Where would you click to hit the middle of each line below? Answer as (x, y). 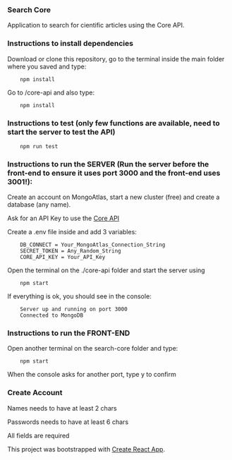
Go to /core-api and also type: (51, 92)
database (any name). (39, 205)
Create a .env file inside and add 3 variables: (72, 232)
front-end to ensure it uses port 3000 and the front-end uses (114, 173)
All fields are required (38, 435)
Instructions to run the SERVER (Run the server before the (108, 164)
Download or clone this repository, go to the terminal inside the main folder (116, 59)
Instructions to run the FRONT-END (69, 333)
